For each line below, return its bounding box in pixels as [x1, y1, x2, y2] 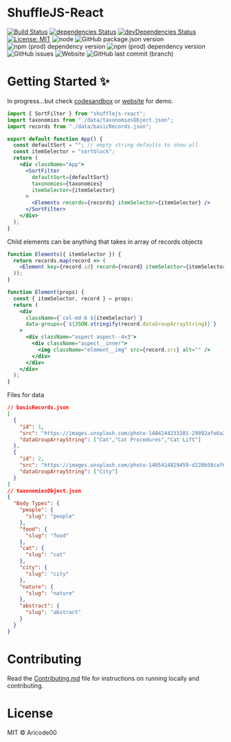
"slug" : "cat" [25, 551, 67, 558]
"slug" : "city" [25, 570, 69, 577]
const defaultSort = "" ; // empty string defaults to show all [13, 142, 198, 149]
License [7, 706, 54, 721]
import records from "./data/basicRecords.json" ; [7, 123, 153, 130]
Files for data [7, 391, 45, 399]
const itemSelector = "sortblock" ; [13, 148, 115, 156]
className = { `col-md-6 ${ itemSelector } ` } [25, 315, 143, 321]
